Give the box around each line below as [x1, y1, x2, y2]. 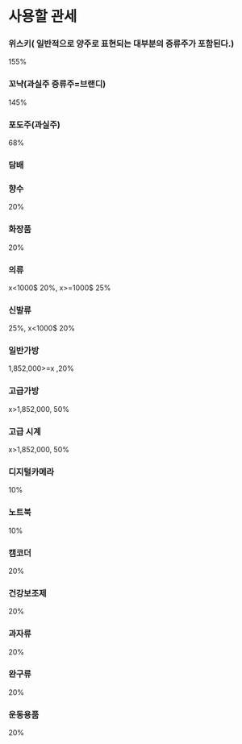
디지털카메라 [8, 467, 55, 477]
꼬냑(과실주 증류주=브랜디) [8, 78, 106, 89]
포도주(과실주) [8, 118, 60, 130]
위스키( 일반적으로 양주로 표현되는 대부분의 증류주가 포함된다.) [8, 38, 235, 49]
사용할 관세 [8, 7, 77, 26]
